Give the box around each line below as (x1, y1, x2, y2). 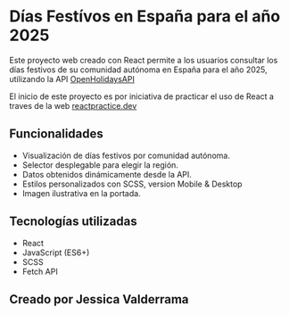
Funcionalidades (9, 127, 104, 142)
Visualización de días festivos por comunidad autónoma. (21, 150, 230, 161)
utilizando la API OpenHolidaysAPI (9, 73, 136, 84)
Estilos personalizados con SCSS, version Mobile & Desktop (21, 178, 243, 189)
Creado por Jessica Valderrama (9, 292, 189, 307)
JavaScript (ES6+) (21, 247, 90, 258)
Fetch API (21, 266, 58, 277)
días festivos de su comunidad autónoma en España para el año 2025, (9, 64, 268, 75)
